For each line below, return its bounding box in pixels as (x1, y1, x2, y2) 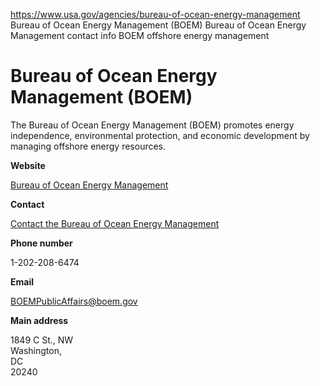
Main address (10, 314, 69, 326)
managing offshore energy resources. (10, 140, 167, 152)
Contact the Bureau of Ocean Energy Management (10, 217, 220, 229)
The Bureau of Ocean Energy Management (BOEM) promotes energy (10, 119, 295, 131)
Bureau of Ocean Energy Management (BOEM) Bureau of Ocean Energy (10, 19, 307, 31)
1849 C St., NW (10, 334, 74, 346)
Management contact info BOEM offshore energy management (10, 30, 270, 41)
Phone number (10, 237, 73, 249)
